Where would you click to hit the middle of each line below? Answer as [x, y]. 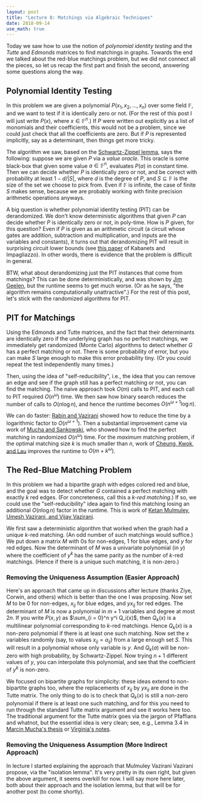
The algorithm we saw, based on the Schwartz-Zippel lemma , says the [94, 151]
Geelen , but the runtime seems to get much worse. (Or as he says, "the [95, 286]
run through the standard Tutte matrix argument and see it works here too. [99, 710]
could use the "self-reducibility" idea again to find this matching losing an [98, 504]
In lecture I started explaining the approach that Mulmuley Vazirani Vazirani [100, 766]
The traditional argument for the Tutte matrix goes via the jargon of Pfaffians [101, 716]
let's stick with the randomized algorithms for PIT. [68, 299]
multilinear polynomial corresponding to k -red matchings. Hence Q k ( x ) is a [99, 626]
